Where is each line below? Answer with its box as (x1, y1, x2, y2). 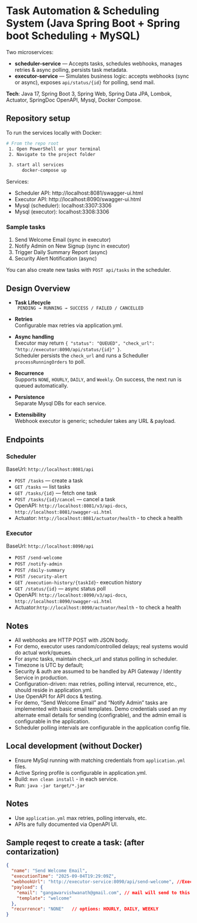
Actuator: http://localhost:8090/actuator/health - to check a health (14, 604, 182, 611)
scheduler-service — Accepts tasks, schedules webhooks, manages (14, 60, 183, 67)
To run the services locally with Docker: (6, 129, 102, 136)
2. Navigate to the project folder (8, 151, 96, 157)
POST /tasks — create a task (14, 477, 83, 484)
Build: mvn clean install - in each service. (14, 775, 118, 782)
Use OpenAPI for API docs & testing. (14, 693, 103, 700)
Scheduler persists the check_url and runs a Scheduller (14, 352, 149, 359)
